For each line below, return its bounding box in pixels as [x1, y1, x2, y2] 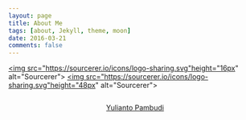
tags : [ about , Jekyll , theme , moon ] [8, 26, 131, 34]
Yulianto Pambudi [105, 103, 165, 113]
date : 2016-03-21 [8, 34, 67, 42]
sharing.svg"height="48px [8, 81, 96, 90]
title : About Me [8, 19, 63, 27]
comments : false [8, 42, 63, 50]
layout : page [8, 11, 52, 20]
